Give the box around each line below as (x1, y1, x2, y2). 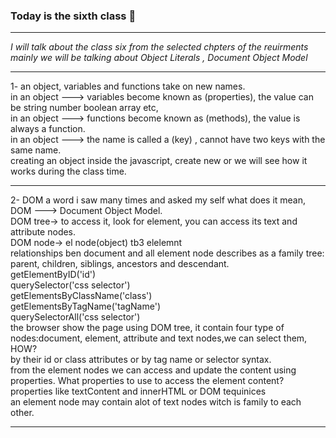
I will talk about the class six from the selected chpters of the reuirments (10, 41, 309, 53)
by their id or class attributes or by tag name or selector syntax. (10, 354, 272, 366)
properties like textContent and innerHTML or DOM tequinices (10, 385, 267, 398)
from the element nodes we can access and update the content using (10, 364, 297, 376)
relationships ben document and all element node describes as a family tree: (10, 247, 325, 259)
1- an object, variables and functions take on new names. (10, 80, 246, 93)
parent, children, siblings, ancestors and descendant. (10, 258, 230, 270)
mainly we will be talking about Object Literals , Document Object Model (10, 52, 308, 64)
